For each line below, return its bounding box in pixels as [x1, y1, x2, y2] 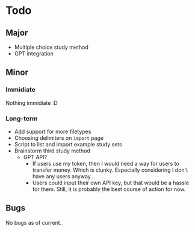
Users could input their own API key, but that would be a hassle [32, 179, 190, 186]
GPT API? [23, 153, 48, 160]
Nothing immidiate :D [5, 99, 58, 106]
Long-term [5, 114, 38, 122]
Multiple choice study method [14, 43, 88, 51]
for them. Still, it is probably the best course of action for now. [32, 185, 186, 193]
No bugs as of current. [5, 219, 62, 226]
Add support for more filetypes [14, 128, 91, 135]
